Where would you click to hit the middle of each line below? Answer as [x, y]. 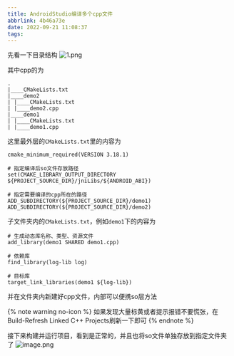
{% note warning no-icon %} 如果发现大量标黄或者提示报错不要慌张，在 [113, 312]
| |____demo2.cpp [33, 109]
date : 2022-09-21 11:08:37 [47, 27]
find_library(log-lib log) [47, 263]
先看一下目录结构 [32, 55]
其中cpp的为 [26, 70]
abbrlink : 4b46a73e [36, 21]
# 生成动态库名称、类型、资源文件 [51, 236]
